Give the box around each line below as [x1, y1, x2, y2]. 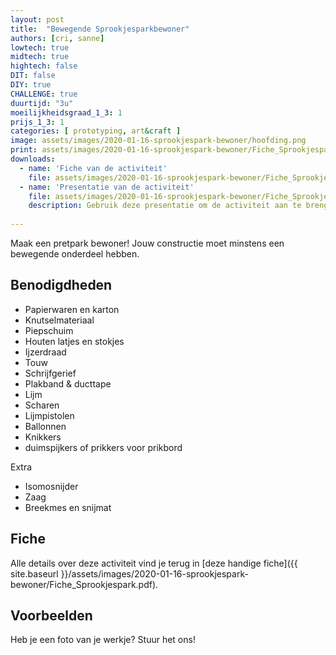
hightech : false [10, 61, 78, 71]
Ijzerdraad [24, 346, 67, 358]
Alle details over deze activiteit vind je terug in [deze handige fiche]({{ [10, 557, 298, 569]
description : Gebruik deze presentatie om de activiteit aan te [28, 201, 302, 211]
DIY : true [10, 80, 52, 90]
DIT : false [10, 71, 56, 81]
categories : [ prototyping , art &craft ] [10, 126, 182, 136]
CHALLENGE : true [10, 89, 78, 99]
